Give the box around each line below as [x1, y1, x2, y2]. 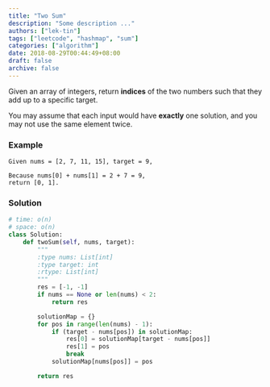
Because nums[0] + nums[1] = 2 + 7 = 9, [8, 172, 147, 180]
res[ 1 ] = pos [65, 343, 110, 351]
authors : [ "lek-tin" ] [8, 27, 81, 35]
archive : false [8, 64, 60, 73]
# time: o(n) [8, 215, 52, 224]
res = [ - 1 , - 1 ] [37, 283, 89, 291]
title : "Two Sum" [8, 11, 67, 20]
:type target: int [37, 260, 99, 268]
